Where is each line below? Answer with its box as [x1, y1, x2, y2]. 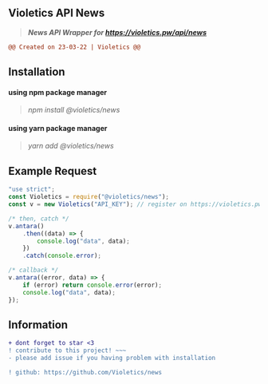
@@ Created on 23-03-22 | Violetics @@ [8, 43, 141, 51]
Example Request [8, 164, 97, 178]
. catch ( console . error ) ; [22, 251, 102, 260]
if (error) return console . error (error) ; [22, 281, 162, 289]
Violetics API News [8, 6, 105, 20]
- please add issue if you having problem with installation [8, 354, 216, 362]
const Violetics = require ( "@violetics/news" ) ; [8, 193, 170, 201]
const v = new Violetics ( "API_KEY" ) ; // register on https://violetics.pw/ [8, 200, 266, 208]
